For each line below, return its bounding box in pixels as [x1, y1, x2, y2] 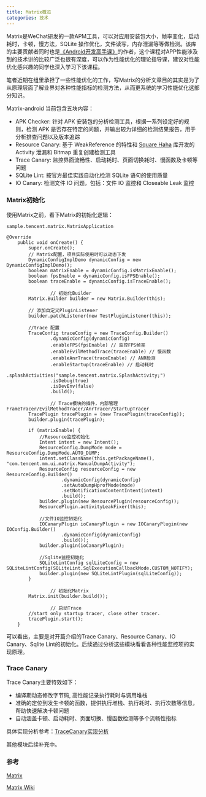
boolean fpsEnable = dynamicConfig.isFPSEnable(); [28, 273, 161, 279]
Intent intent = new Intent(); [39, 439, 120, 446]
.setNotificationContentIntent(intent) [61, 487, 164, 493]
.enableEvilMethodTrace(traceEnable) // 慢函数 [50, 348, 172, 355]
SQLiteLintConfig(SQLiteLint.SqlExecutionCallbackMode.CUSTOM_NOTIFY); [6, 565, 193, 571]
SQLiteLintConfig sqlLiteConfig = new [39, 560, 139, 566]
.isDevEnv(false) [50, 383, 95, 389]
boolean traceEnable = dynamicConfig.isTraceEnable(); [28, 278, 172, 285]
